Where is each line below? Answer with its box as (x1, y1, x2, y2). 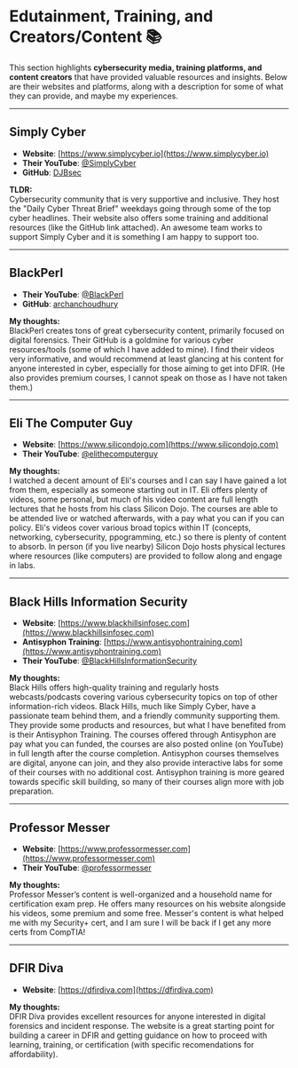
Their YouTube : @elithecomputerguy (21, 448, 158, 459)
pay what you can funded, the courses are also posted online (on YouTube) (9, 739, 284, 749)
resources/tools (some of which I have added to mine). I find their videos (9, 344, 275, 354)
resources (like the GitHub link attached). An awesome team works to (9, 222, 263, 233)
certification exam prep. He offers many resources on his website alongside (9, 898, 286, 909)
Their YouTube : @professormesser (21, 863, 153, 873)
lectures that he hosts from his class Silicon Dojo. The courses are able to (9, 503, 278, 514)
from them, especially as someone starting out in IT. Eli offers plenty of (9, 485, 268, 495)
